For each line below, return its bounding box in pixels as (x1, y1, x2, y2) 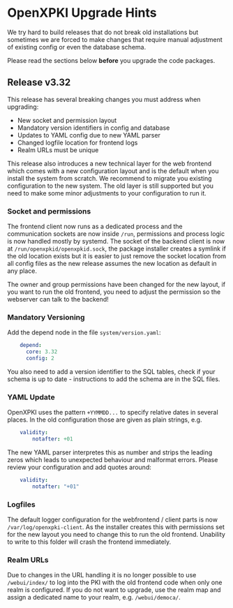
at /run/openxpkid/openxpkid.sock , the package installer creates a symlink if (7, 244, 227, 253)
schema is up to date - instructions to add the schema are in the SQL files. (7, 375, 220, 383)
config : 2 (25, 355, 54, 362)
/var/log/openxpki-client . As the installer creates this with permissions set (7, 523, 225, 531)
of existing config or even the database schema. (7, 43, 146, 51)
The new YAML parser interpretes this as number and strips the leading (7, 448, 213, 457)
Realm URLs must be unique (17, 145, 99, 154)
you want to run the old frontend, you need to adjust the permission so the (7, 288, 221, 296)
